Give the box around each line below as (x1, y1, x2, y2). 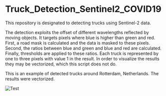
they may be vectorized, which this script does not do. (5, 61, 117, 67)
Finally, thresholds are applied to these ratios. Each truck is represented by (5, 50, 159, 56)
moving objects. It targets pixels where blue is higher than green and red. (5, 35, 156, 41)
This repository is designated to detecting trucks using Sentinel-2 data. (5, 20, 151, 26)
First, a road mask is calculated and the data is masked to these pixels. (5, 40, 151, 46)
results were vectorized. (5, 76, 55, 82)
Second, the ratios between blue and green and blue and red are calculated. (5, 45, 162, 51)
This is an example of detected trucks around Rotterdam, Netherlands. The (5, 70, 159, 76)
